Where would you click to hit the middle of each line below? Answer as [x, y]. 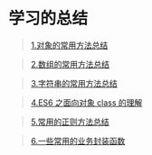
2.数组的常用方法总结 [70, 64]
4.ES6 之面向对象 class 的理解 [86, 102]
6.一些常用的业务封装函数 [78, 141]
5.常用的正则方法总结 [70, 122]
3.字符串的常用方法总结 [74, 83]
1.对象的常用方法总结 [69, 45]
